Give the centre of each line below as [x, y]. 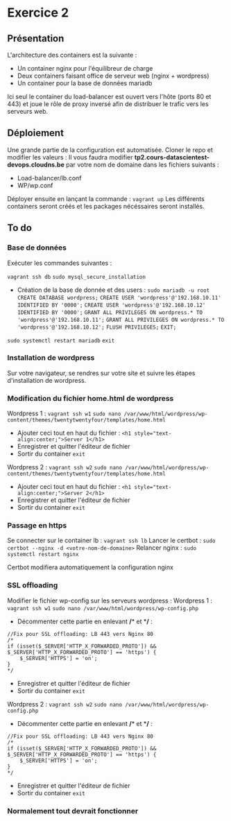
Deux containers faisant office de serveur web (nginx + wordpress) [113, 76]
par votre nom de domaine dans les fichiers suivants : [143, 164]
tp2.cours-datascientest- [172, 157]
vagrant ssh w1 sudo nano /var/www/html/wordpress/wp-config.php [103, 608]
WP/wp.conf [35, 185]
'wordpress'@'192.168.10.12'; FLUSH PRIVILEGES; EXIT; [97, 327]
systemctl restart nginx [43, 555]
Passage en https [37, 526]
